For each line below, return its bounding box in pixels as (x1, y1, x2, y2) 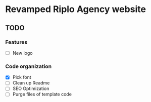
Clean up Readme (12, 80, 50, 86)
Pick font (12, 74, 31, 80)
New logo (12, 50, 33, 56)
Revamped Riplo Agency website (5, 4, 146, 15)
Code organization (5, 63, 52, 70)
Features (5, 39, 28, 46)
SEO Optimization (12, 85, 49, 91)
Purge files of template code (12, 91, 72, 97)
